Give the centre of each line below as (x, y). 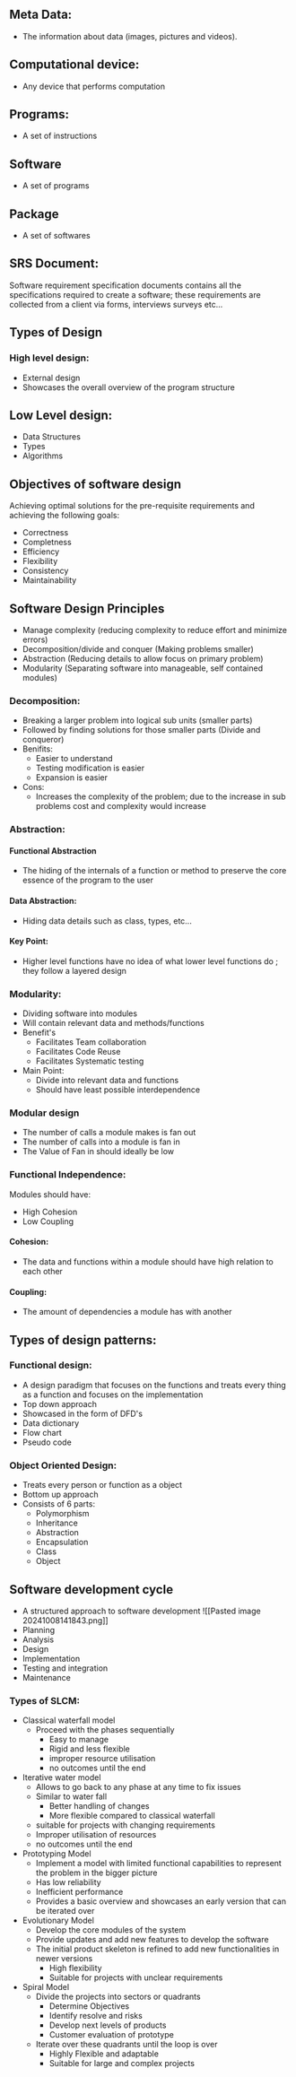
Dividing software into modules (79, 1013)
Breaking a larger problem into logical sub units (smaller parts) (137, 720)
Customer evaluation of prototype (112, 2035)
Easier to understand (74, 759)
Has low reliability (68, 1882)
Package (35, 214)
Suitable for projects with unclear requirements (136, 1977)
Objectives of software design (96, 484)
